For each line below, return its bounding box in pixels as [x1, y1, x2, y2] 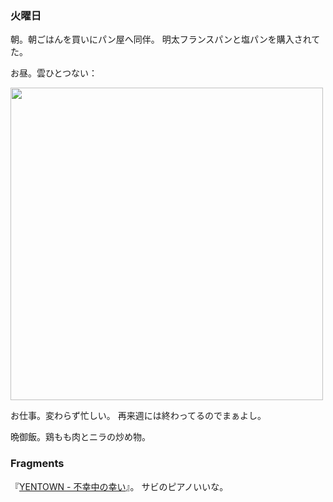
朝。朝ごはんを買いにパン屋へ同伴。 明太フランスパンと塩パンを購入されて [10, 33, 321, 46]
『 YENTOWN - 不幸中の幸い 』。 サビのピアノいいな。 [10, 480, 229, 492]
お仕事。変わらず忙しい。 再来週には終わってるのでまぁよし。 [10, 410, 267, 422]
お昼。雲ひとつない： [10, 67, 98, 79]
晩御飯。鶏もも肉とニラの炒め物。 [10, 431, 151, 443]
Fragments [10, 457, 65, 471]
